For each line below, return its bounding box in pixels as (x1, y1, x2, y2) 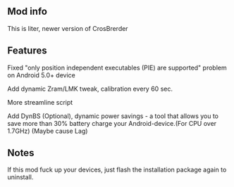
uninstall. (7, 173, 34, 181)
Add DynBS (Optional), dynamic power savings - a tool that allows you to (7, 112, 219, 120)
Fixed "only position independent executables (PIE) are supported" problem (7, 63, 227, 72)
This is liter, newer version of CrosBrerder (7, 24, 128, 32)
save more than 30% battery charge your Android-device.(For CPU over (7, 119, 217, 127)
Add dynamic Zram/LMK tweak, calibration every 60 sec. (7, 84, 173, 93)
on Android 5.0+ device (7, 70, 75, 79)
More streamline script (7, 98, 73, 106)
